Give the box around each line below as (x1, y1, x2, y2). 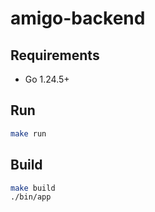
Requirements (10, 47, 100, 64)
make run (10, 128, 47, 139)
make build (10, 183, 56, 193)
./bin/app (10, 192, 52, 202)
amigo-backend (10, 7, 146, 30)
